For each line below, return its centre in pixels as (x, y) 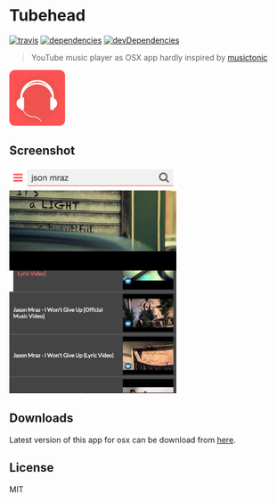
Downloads (41, 419)
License (32, 468)
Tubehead (48, 16)
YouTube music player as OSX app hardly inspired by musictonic (149, 57)
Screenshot (42, 151)
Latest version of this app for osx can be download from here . (122, 440)
